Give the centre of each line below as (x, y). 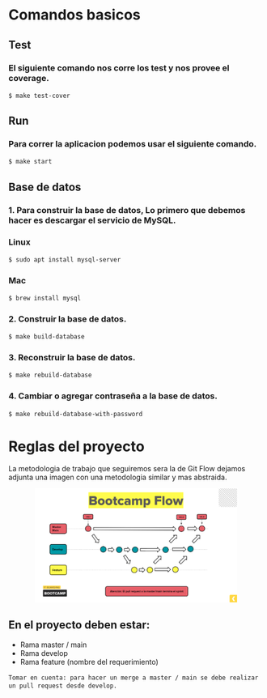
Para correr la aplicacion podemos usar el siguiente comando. (133, 144)
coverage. (29, 78)
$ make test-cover (39, 96)
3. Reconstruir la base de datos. (72, 358)
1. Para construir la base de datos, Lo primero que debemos (127, 210)
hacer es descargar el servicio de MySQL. (92, 220)
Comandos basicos (75, 15)
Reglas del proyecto (76, 446)
